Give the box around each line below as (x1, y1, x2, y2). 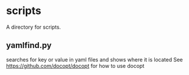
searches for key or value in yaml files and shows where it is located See (6, 56, 183, 63)
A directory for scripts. (6, 23, 61, 30)
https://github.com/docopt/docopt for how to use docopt (6, 62, 145, 69)
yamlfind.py (6, 40, 52, 50)
